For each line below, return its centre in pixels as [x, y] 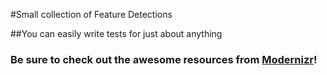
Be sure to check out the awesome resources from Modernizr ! [164, 59]
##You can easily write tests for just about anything [116, 33]
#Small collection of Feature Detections [91, 14]
